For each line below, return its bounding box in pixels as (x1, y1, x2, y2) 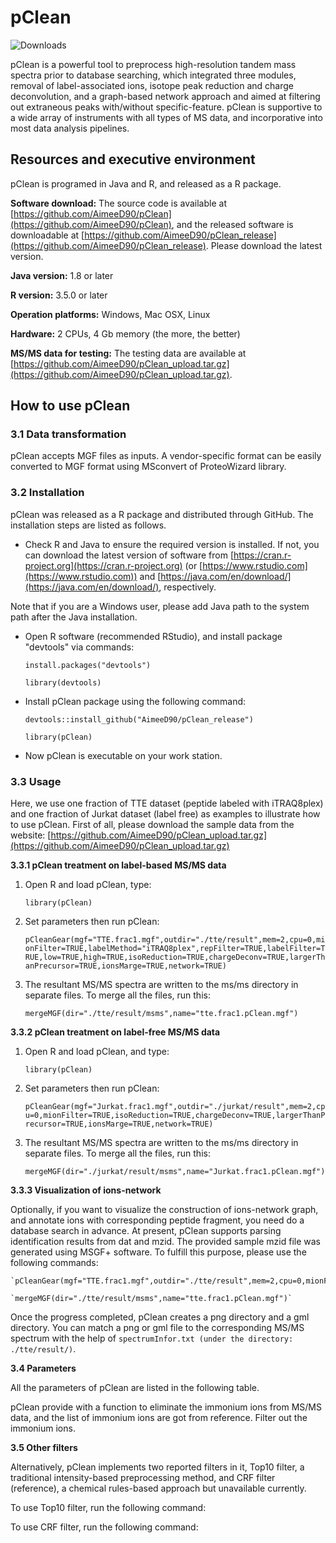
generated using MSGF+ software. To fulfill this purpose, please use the (10, 1246, 307, 1258)
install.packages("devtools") (24, 660, 152, 670)
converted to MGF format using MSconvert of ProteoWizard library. (10, 461, 287, 473)
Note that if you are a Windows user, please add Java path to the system (10, 600, 310, 612)
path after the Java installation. (10, 611, 138, 623)
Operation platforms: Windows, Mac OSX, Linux (10, 308, 211, 320)
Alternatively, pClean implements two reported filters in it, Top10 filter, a (10, 1461, 305, 1473)
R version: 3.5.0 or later (10, 289, 108, 301)
